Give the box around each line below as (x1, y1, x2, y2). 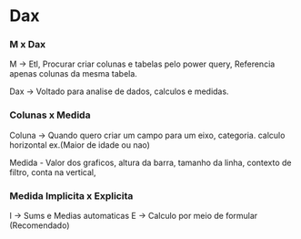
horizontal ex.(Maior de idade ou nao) (9, 139, 150, 151)
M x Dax (9, 38, 46, 51)
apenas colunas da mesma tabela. (9, 68, 138, 79)
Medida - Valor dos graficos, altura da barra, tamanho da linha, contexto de (9, 157, 293, 168)
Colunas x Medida (9, 109, 91, 121)
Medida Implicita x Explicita (9, 189, 134, 202)
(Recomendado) (9, 220, 70, 231)
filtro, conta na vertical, (9, 166, 96, 178)
